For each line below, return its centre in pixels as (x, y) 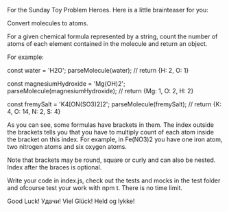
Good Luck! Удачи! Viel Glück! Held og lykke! (71, 201)
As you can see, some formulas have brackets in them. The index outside (111, 125)
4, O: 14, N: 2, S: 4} (34, 111)
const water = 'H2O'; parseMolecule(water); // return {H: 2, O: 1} (98, 70)
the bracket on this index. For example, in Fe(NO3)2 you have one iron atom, (115, 139)
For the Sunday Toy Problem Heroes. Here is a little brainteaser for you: (108, 10)
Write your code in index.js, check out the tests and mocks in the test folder (114, 180)
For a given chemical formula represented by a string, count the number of (112, 36)
